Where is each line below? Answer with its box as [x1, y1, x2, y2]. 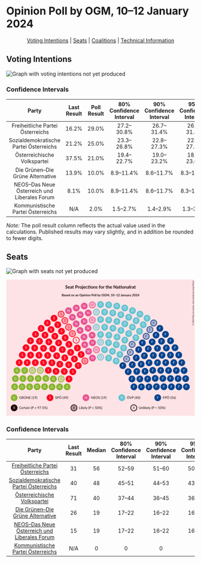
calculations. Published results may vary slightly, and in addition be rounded [6, 228, 194, 235]
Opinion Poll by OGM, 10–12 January [6, 4, 190, 18]
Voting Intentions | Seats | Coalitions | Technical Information [26, 37, 175, 44]
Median [86, 447, 106, 454]
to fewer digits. [6, 234, 43, 241]
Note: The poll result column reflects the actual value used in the [6, 221, 166, 229]
